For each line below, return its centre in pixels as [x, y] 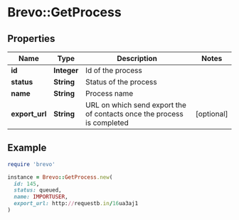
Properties [31, 39]
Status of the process [121, 82]
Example [27, 148]
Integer [66, 70]
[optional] [212, 114]
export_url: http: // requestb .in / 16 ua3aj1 [76, 204]
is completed [107, 123]
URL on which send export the [136, 105]
